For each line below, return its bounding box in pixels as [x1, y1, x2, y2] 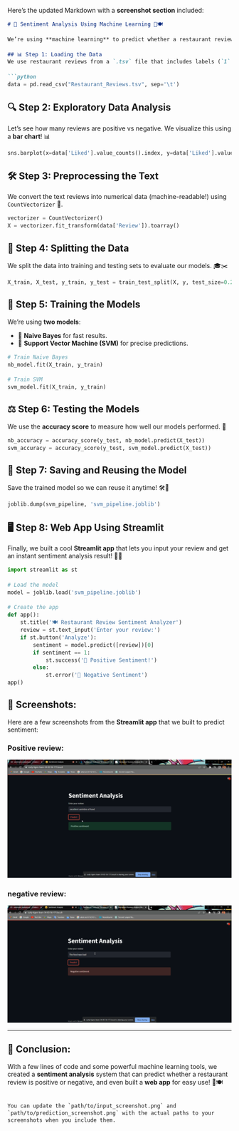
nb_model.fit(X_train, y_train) [7, 361, 103, 368]
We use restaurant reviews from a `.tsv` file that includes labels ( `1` [7, 58, 231, 66]
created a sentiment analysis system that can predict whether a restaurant [7, 1070, 228, 1078]
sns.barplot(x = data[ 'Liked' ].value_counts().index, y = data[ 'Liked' [7, 149, 212, 156]
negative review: [7, 889, 67, 899]
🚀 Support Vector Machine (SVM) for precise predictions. [17, 339, 188, 347]
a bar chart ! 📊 [7, 132, 51, 140]
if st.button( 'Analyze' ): [20, 634, 97, 641]
